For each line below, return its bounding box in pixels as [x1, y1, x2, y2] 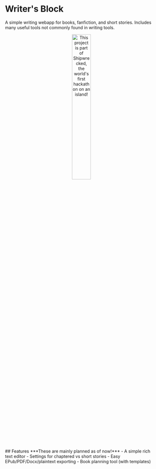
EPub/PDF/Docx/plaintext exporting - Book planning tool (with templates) [5, 458, 151, 464]
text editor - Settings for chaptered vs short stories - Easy [5, 453, 121, 459]
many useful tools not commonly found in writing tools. [5, 24, 115, 30]
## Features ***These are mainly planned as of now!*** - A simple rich [5, 448, 151, 454]
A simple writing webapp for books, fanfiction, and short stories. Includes [5, 19, 152, 25]
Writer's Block [5, 3, 64, 15]
